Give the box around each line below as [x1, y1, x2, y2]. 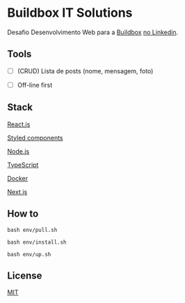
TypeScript [7, 161, 39, 169]
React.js [7, 120, 31, 128]
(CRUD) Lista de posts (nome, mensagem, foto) [17, 66, 154, 75]
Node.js [7, 147, 30, 155]
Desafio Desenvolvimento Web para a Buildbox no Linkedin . [7, 28, 179, 36]
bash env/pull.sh [7, 226, 58, 233]
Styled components [7, 133, 63, 142]
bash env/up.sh [7, 251, 51, 258]
